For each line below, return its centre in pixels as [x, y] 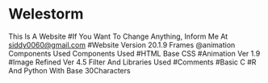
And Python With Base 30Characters [69, 70]
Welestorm [46, 14]
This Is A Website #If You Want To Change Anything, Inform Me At [118, 36]
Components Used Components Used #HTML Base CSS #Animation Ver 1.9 [134, 53]
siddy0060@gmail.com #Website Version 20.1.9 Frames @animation [122, 44]
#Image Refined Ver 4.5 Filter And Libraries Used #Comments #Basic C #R [132, 62]
